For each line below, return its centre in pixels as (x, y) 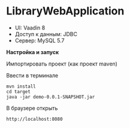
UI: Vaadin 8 (30, 28)
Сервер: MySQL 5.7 (40, 40)
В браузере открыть (32, 108)
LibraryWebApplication (65, 11)
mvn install (21, 86)
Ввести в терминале (32, 75)
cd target (19, 91)
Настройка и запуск (33, 52)
